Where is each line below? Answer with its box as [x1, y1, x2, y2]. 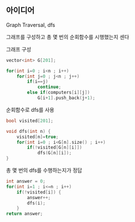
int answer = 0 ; [6, 178, 46, 185]
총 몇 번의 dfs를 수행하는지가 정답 [6, 167, 82, 174]
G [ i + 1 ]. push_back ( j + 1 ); [37, 95, 95, 101]
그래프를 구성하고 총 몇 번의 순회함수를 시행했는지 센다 [6, 33, 130, 40]
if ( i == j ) [27, 79, 49, 84]
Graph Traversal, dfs [6, 21, 56, 28]
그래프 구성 [6, 45, 32, 52]
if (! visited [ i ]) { [16, 189, 61, 195]
